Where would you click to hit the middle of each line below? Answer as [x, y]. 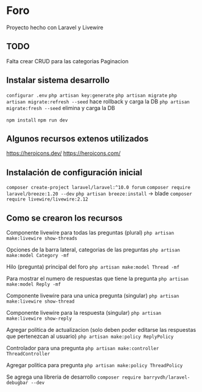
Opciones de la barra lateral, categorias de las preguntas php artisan [93, 249]
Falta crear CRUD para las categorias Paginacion [68, 61]
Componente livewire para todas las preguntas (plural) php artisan [90, 232]
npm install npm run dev [37, 120]
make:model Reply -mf [34, 284]
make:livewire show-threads [42, 238]
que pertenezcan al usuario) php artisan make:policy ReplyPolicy [90, 336]
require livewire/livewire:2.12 [47, 199]
